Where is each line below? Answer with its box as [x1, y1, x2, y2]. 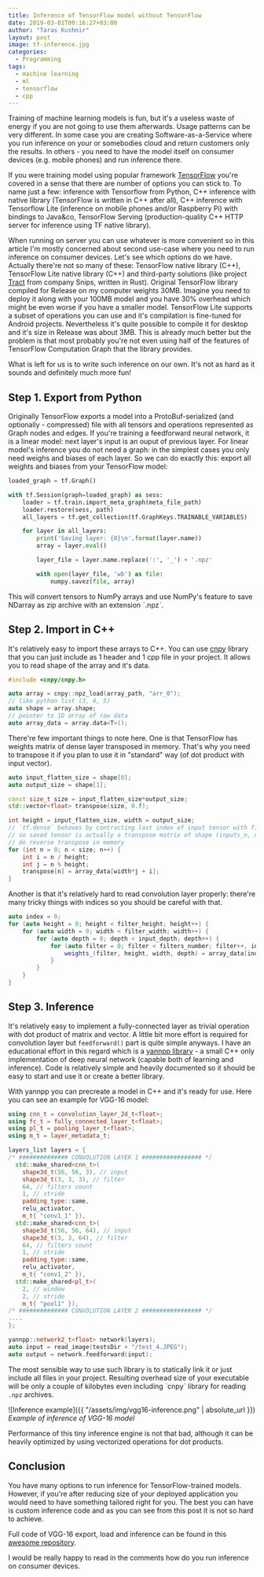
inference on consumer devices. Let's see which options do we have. [8, 252, 233, 262]
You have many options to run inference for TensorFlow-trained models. [8, 1480, 242, 1490]
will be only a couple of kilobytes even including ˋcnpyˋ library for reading [8, 1381, 246, 1391]
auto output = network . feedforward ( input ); [8, 1350, 153, 1358]
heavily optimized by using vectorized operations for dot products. [8, 1436, 224, 1447]
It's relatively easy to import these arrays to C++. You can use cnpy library [8, 644, 249, 653]
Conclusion [8, 1460, 66, 1473]
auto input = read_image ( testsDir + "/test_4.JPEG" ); [8, 1343, 189, 1351]
